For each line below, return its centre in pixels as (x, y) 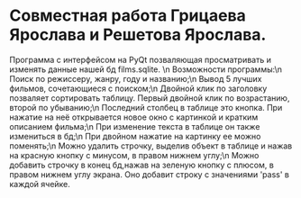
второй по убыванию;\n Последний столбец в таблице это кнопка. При (146, 107)
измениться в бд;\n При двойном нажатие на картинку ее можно (135, 136)
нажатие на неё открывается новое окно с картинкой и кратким (134, 117)
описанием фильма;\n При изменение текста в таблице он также (135, 126)
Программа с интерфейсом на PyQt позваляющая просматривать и (141, 59)
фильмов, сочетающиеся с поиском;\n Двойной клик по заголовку (138, 88)
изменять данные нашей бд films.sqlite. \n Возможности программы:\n (146, 69)
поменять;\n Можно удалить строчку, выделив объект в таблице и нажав (151, 146)
